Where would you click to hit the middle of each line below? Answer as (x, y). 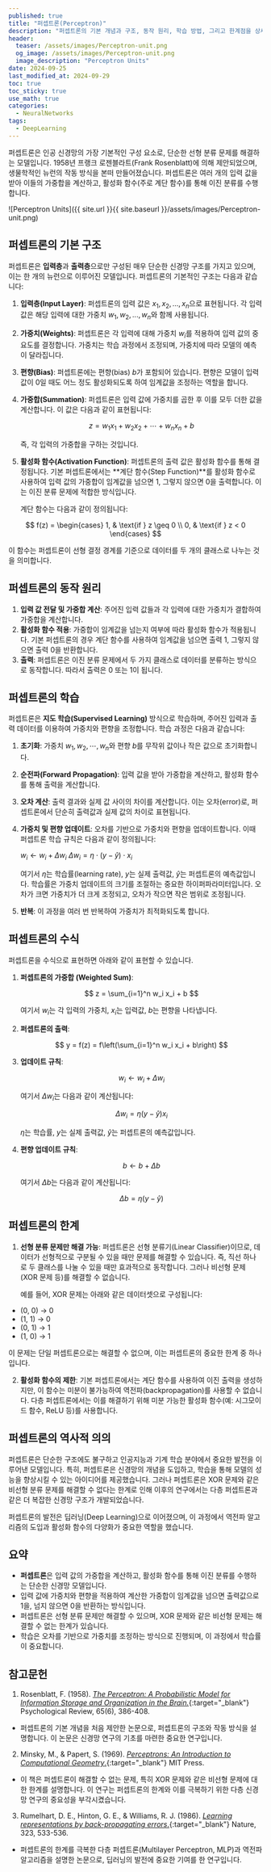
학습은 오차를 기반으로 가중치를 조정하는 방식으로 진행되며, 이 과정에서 (130, 1636)
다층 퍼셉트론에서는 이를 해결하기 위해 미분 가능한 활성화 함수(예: (132, 1400)
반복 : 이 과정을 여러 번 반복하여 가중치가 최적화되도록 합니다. (115, 911)
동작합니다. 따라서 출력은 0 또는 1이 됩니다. (96, 669)
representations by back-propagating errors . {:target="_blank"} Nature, (138, 1824)
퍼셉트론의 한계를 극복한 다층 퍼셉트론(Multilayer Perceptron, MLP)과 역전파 (141, 1849)
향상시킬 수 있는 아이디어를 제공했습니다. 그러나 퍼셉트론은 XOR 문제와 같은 (141, 1480)
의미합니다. (34, 560)
